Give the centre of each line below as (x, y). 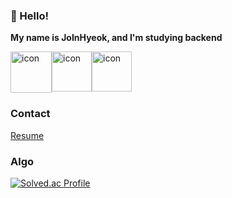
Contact (30, 114)
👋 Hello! (30, 16)
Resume (27, 135)
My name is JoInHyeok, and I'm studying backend (116, 38)
